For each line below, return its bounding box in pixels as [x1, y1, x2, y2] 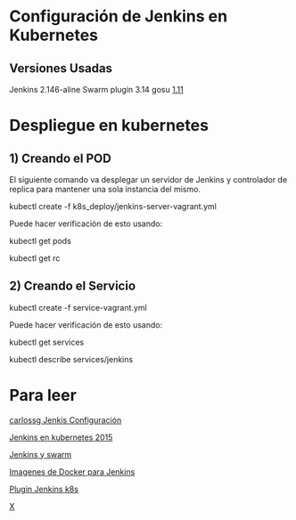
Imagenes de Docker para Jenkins [9, 466, 136, 477]
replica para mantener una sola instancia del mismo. [9, 184, 201, 194]
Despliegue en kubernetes [9, 116, 210, 135]
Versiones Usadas [9, 61, 113, 76]
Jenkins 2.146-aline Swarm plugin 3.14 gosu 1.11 [9, 85, 185, 94]
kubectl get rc [9, 253, 61, 264]
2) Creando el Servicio [9, 279, 136, 294]
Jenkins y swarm [9, 449, 72, 459]
